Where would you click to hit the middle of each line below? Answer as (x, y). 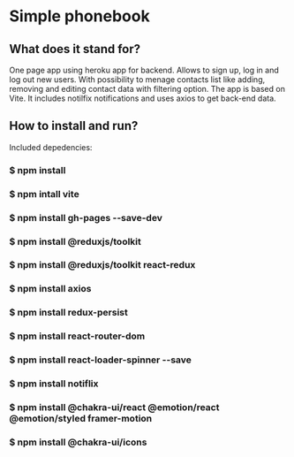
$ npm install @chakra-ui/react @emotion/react (114, 407)
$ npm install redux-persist (68, 313)
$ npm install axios (50, 289)
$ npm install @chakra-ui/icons (78, 442)
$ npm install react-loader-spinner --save (101, 360)
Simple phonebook (79, 16)
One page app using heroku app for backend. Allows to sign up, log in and (144, 70)
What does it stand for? (75, 49)
